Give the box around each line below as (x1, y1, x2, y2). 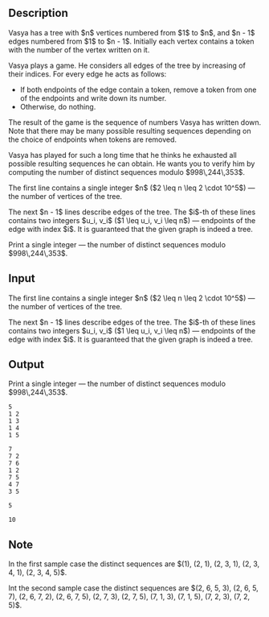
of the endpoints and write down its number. (19, 93, 167, 103)
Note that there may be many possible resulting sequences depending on (8, 126, 251, 135)
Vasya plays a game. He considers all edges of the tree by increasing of (8, 60, 247, 70)
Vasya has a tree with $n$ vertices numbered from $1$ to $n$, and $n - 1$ (8, 27, 255, 37)
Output (8, 358, 44, 371)
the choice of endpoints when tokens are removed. (8, 135, 177, 144)
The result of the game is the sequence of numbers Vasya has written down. (8, 117, 262, 127)
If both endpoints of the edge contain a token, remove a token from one (19, 85, 257, 94)
